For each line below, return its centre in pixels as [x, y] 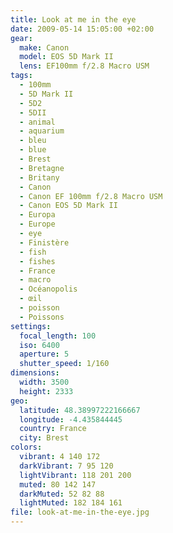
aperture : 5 [44, 354]
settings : [31, 326]
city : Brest [44, 438]
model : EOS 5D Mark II [66, 57]
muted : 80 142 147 [58, 484]
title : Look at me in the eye [73, 19]
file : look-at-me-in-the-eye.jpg [80, 512]
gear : [21, 38]
